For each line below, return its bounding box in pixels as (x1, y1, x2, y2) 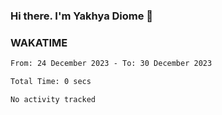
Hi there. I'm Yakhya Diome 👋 (10, 9, 154, 23)
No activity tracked (10, 94, 97, 104)
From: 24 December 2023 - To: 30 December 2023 (10, 59, 213, 69)
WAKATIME (10, 35, 68, 49)
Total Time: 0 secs (10, 77, 92, 87)
